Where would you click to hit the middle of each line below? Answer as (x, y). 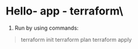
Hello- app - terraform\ (64, 11)
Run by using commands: (46, 28)
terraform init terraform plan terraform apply (76, 39)
